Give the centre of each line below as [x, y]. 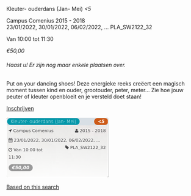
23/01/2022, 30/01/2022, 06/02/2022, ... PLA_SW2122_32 [79, 27]
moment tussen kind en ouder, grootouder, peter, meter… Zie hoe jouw [95, 90]
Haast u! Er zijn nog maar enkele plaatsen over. [66, 65]
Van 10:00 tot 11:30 [30, 39]
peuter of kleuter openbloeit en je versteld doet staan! [74, 96]
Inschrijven [20, 109]
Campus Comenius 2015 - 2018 [46, 20]
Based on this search [33, 187]
